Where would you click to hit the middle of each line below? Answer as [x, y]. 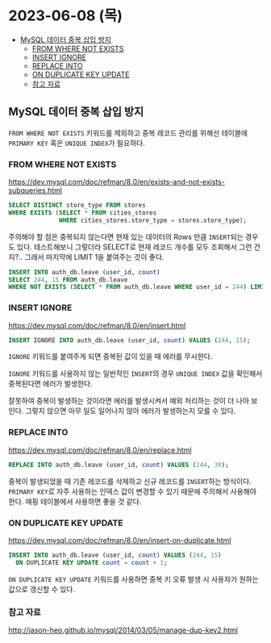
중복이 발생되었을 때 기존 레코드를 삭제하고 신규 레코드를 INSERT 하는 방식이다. [130, 481]
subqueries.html [35, 190]
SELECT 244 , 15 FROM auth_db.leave [68, 280]
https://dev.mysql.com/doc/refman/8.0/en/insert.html [97, 325]
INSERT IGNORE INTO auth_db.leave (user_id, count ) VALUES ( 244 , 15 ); [129, 340]
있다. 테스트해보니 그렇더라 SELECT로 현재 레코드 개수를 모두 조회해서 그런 [134, 247]
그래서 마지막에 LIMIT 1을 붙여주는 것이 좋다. [94, 257]
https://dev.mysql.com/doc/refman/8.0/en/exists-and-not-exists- [117, 182]
